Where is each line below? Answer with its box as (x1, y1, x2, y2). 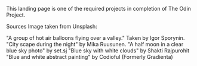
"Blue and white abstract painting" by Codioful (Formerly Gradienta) (6, 54, 173, 60)
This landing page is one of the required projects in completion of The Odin (6, 5, 191, 12)
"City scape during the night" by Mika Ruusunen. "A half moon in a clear (6, 41, 184, 48)
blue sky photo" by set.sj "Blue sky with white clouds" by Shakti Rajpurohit (6, 47, 190, 54)
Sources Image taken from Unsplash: (6, 23, 97, 30)
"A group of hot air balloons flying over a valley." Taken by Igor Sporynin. (6, 34, 185, 41)
